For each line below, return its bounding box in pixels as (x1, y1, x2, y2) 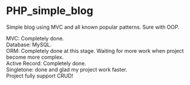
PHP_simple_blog (6, 4, 93, 18)
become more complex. (6, 53, 64, 60)
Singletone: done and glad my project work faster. (6, 66, 128, 73)
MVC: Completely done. (6, 35, 64, 42)
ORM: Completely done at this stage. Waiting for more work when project (6, 47, 184, 54)
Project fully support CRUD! (6, 72, 74, 79)
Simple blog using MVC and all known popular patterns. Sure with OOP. (6, 23, 180, 30)
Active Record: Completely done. (6, 60, 87, 67)
